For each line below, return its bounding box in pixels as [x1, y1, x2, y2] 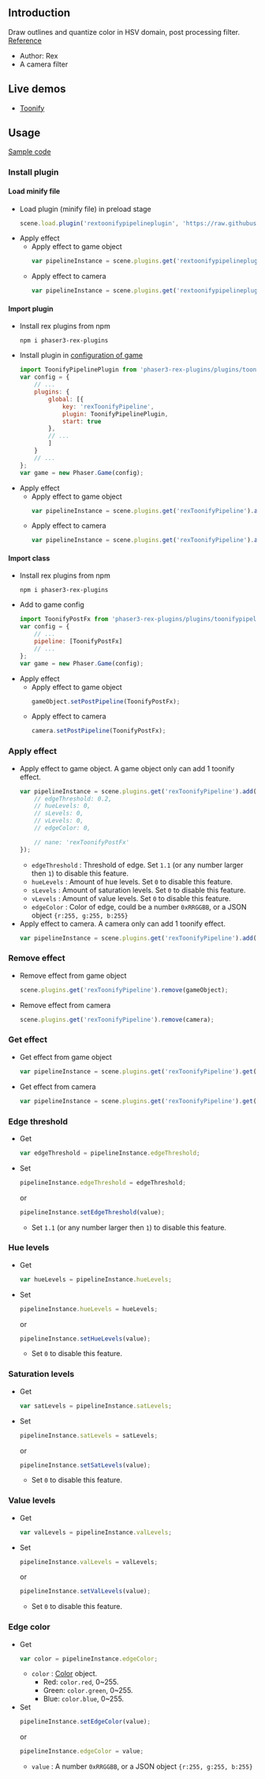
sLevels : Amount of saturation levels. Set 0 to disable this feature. [31, 885, 246, 895]
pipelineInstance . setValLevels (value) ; [19, 1588, 151, 1596]
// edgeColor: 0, [34, 824, 91, 832]
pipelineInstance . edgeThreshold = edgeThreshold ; [19, 1178, 187, 1186]
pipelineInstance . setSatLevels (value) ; [19, 1461, 151, 1469]
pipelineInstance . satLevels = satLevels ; [19, 1431, 159, 1439]
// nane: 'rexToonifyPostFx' [34, 838, 130, 846]
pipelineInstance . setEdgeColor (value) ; [19, 1718, 151, 1726]
